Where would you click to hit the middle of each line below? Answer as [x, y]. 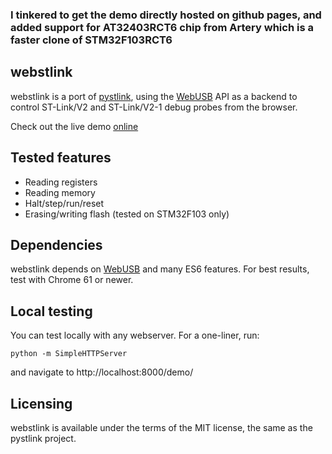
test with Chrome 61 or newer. [72, 280]
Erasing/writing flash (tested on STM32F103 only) [127, 214]
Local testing [51, 311]
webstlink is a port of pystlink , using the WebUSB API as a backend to [154, 96]
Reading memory [60, 192]
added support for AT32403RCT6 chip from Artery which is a [162, 27]
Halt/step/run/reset [64, 203]
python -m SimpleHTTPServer [69, 354]
